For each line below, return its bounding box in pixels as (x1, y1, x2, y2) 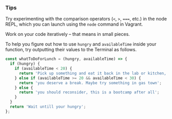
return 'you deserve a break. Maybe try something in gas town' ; (18, 80, 162, 86)
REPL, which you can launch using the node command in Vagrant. (5, 21, 143, 27)
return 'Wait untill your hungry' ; (10, 104, 86, 109)
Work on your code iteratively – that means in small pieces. (5, 31, 130, 37)
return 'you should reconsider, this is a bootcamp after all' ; (18, 90, 160, 95)
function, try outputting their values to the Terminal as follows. (5, 47, 137, 53)
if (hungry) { (10, 61, 40, 67)
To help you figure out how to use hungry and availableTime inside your (5, 41, 157, 47)
